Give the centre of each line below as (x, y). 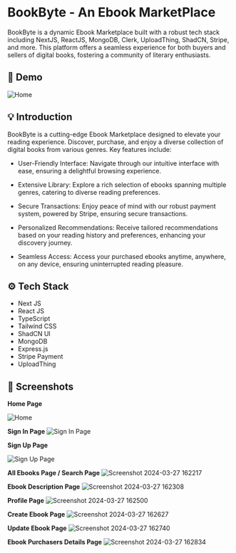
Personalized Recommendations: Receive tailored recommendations (118, 227)
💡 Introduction (40, 117)
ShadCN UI (34, 334)
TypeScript (34, 319)
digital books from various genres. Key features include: (89, 149)
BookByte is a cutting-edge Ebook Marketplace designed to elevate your (114, 134)
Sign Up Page (28, 445)
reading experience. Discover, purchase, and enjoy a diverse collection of (116, 142)
